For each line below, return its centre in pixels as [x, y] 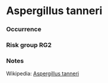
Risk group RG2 [29, 45]
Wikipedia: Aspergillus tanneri [42, 74]
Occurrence [24, 29]
